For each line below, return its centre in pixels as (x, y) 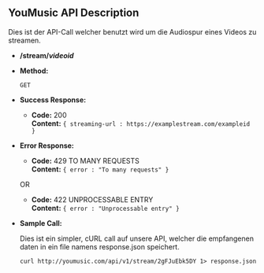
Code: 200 (49, 115)
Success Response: (53, 100)
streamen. (24, 40)
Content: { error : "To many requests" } (100, 169)
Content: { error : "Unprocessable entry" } (105, 208)
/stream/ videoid (46, 55)
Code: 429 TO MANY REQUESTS (85, 160)
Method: (34, 71)
